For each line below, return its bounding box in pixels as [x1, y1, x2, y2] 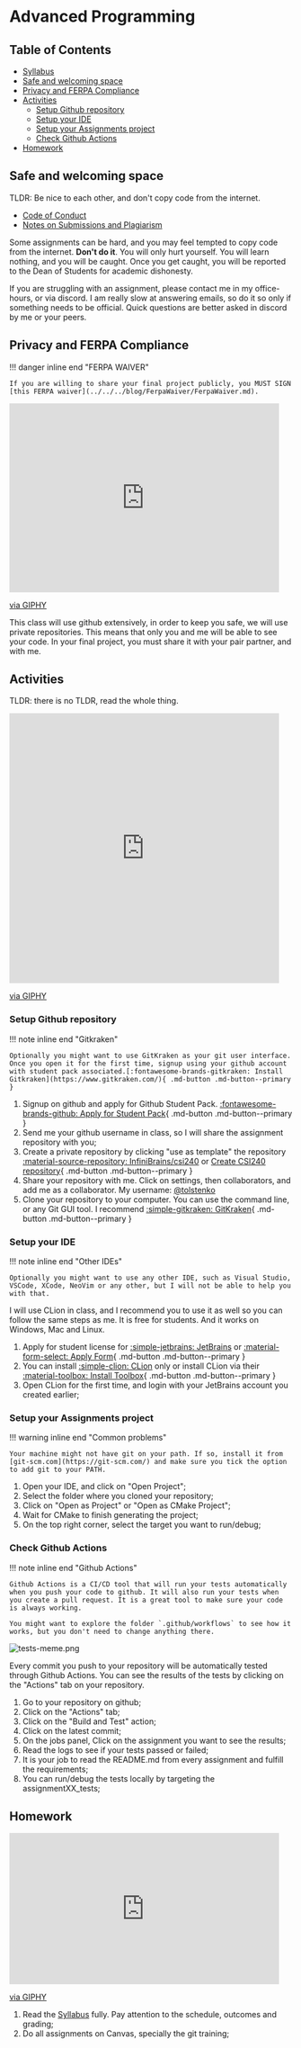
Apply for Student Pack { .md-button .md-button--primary [79, 1108, 293, 1118]
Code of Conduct [22, 210, 87, 220]
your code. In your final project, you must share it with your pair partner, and [9, 636, 292, 647]
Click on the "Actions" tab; [22, 1706, 120, 1717]
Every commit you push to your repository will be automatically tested [9, 1660, 268, 1671]
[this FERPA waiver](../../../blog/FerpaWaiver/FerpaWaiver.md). [9, 387, 259, 396]
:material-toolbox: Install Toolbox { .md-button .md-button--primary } [22, 1370, 277, 1381]
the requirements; [22, 1764, 89, 1774]
